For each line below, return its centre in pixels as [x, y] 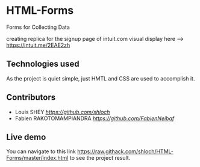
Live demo [26, 137]
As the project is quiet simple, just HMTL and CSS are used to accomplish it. [101, 78]
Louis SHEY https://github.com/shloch [62, 112]
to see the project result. [100, 158]
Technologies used [43, 64]
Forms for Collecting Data [38, 27]
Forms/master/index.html [37, 158]
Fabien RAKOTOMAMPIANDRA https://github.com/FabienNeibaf [95, 118]
